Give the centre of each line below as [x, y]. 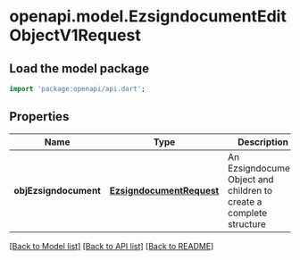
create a [245, 201]
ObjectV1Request [75, 35]
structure [246, 223]
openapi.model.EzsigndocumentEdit [148, 17]
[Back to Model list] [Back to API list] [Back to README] [112, 246]
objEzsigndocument [57, 190]
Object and [250, 179]
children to [250, 190]
